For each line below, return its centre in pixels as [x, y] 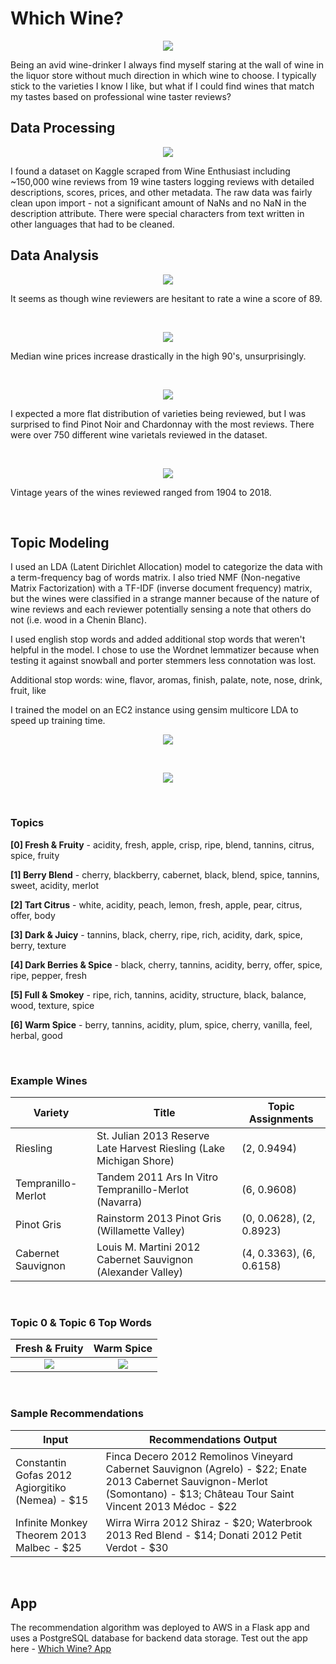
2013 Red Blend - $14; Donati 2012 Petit [203, 1535]
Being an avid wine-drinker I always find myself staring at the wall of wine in [167, 64]
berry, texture [38, 945]
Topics [27, 823]
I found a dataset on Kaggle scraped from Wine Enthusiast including [150, 171]
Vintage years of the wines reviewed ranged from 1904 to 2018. [141, 492]
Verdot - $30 [137, 1547]
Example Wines [49, 1080]
